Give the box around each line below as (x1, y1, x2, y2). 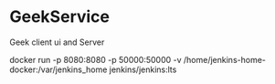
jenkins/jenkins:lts (109, 64, 177, 75)
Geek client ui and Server (9, 37, 105, 47)
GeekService (9, 6, 110, 27)
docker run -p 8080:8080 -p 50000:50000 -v (9, 54, 182, 65)
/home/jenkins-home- (183, 54, 267, 65)
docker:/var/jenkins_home (9, 64, 108, 75)
